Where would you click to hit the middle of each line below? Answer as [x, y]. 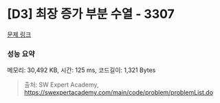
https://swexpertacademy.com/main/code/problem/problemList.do [119, 93]
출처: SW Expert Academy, [61, 85]
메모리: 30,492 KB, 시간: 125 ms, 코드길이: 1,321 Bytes [81, 70]
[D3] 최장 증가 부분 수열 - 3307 [91, 14]
